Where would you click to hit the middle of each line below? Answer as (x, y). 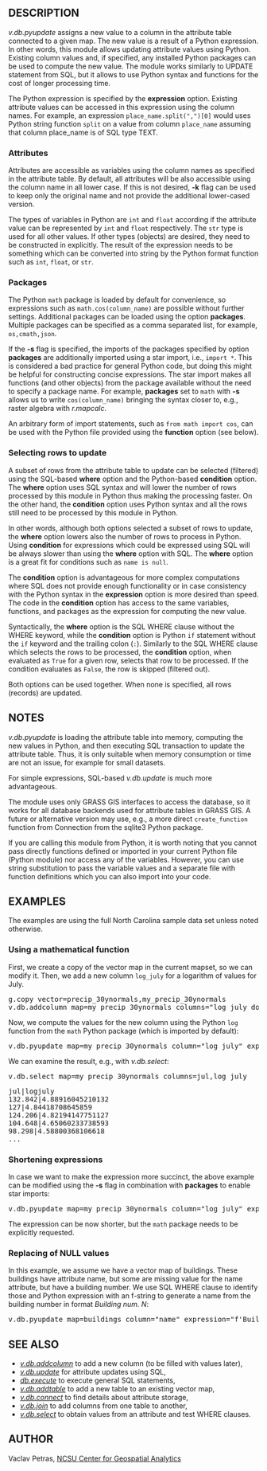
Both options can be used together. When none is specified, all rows (120, 684)
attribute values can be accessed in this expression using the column (121, 107)
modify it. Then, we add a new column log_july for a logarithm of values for (132, 976)
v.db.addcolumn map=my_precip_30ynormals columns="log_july (128, 1007)
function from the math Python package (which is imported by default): (124, 1031)
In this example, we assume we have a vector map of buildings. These (123, 1270)
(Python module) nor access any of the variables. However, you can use (126, 859)
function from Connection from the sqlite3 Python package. (106, 827)
